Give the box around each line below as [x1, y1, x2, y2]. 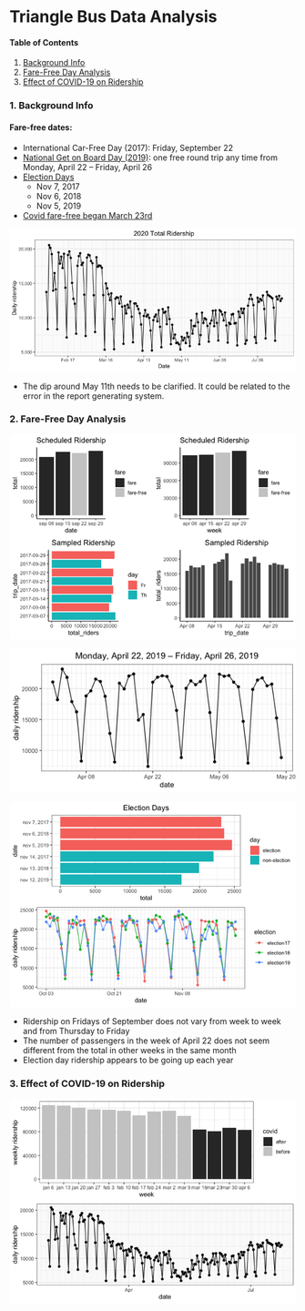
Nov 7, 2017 [36, 180, 80, 192]
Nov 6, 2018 [36, 190, 82, 201]
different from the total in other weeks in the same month [22, 1044, 237, 1055]
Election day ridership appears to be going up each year [22, 1054, 234, 1065]
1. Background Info [9, 99, 94, 112]
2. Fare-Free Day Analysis [9, 412, 127, 425]
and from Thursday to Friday [22, 1025, 130, 1036]
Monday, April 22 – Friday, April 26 [22, 161, 153, 172]
